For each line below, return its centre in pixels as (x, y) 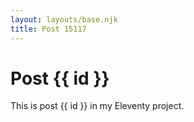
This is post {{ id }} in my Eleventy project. (97, 106)
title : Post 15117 (48, 29)
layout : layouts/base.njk (64, 19)
